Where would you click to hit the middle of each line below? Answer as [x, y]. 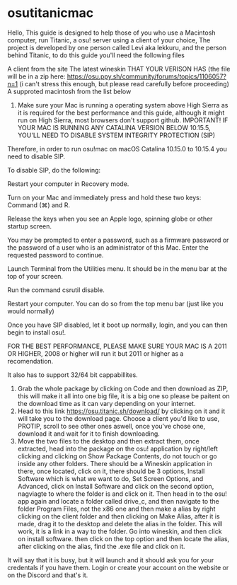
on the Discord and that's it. [48, 575]
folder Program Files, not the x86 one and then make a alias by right [116, 509]
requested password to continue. [56, 255]
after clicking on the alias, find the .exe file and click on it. [101, 546]
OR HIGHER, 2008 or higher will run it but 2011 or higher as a [96, 353]
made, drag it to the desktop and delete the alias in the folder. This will [120, 523]
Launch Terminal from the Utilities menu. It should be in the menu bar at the [117, 268]
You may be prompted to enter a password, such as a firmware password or [118, 240]
